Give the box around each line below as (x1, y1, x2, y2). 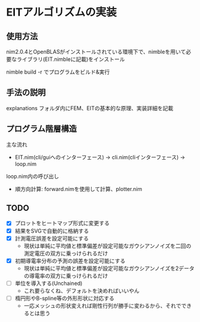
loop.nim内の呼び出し (6, 172, 59, 180)
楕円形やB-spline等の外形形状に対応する (14, 294, 115, 302)
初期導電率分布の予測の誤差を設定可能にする (14, 257, 126, 264)
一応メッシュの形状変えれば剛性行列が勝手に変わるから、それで (23, 302, 181, 309)
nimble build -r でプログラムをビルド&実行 (6, 68, 110, 75)
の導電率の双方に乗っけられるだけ (23, 272, 108, 279)
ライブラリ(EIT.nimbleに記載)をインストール (16, 56, 125, 63)
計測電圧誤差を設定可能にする (14, 235, 89, 242)
